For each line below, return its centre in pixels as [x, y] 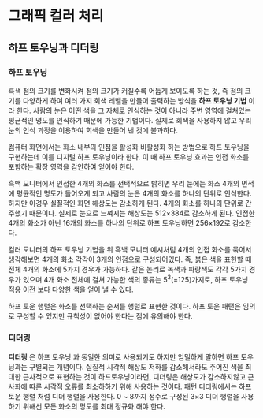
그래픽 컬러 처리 [56, 16]
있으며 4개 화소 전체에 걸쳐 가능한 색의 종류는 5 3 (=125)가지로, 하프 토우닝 [135, 278]
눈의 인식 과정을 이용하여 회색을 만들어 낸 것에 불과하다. [93, 130]
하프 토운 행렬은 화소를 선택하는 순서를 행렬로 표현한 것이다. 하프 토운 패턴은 [125, 306]
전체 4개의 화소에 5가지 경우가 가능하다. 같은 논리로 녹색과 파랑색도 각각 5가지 [128, 269]
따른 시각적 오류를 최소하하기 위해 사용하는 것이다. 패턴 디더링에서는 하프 [140, 386]
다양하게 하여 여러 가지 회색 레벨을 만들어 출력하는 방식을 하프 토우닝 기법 [134, 100]
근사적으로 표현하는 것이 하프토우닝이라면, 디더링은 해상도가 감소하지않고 [134, 376]
